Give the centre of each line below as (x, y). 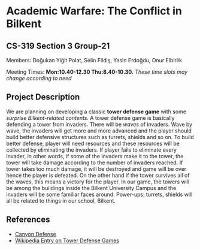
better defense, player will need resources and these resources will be (93, 143)
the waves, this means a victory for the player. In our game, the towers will (98, 182)
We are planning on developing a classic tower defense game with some (96, 112)
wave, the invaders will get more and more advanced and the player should (99, 131)
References (28, 220)
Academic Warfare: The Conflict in (94, 11)
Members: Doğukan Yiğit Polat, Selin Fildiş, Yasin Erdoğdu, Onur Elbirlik (94, 60)
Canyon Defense (36, 234)
